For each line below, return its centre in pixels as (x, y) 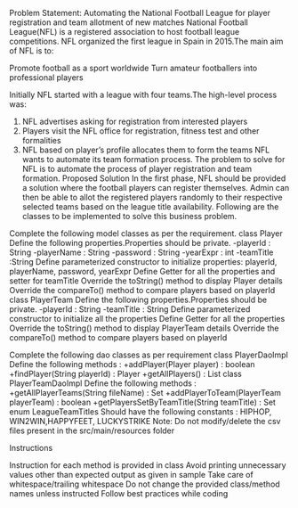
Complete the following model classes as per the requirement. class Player (146, 234)
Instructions (31, 448)
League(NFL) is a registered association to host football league (125, 32)
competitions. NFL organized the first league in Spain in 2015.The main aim (146, 41)
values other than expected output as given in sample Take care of (131, 475)
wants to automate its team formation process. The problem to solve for (153, 159)
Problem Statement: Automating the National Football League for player (140, 13)
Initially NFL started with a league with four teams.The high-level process (143, 94)
